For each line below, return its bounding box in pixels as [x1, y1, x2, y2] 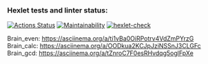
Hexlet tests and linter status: [7, 6, 108, 15]
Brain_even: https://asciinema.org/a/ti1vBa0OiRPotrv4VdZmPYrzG [7, 34, 194, 43]
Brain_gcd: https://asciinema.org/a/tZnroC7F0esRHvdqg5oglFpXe [7, 49, 194, 57]
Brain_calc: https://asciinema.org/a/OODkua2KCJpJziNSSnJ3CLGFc [7, 42, 201, 50]
